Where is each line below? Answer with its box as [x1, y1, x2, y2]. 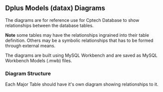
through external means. [5, 42, 56, 49]
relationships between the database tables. [5, 22, 94, 28]
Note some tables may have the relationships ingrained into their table [5, 32, 150, 38]
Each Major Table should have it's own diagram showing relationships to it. [5, 82, 159, 88]
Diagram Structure [5, 70, 51, 77]
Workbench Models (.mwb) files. [5, 57, 72, 64]
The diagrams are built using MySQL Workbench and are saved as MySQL [5, 52, 158, 58]
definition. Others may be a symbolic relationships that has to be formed [5, 37, 154, 43]
